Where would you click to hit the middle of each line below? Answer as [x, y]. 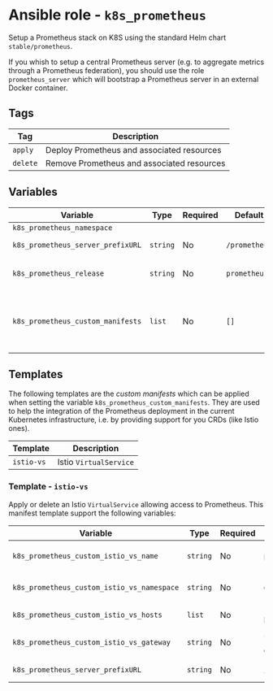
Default [249, 215]
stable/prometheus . [41, 46]
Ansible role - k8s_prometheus [108, 15]
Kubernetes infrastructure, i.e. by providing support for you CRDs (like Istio [134, 419]
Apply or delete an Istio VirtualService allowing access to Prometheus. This [136, 504]
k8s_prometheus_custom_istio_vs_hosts [87, 615]
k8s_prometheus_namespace [63, 228]
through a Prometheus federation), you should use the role [106, 70]
